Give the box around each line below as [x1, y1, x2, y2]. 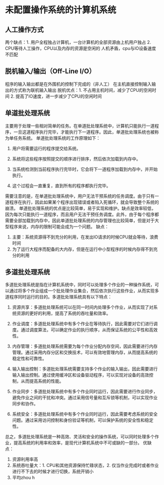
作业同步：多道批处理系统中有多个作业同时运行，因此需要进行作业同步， [12, 389, 158, 395]
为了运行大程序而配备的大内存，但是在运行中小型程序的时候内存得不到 [12, 246, 154, 252]
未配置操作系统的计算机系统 [5, 4, 117, 16]
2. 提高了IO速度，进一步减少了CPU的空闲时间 [10, 93, 102, 99]
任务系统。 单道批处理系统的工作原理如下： [13, 135, 101, 141]
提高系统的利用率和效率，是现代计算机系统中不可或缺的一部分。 [13, 440, 142, 446]
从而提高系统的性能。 [20, 378, 64, 384]
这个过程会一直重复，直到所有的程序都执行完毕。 [12, 183, 111, 189]
